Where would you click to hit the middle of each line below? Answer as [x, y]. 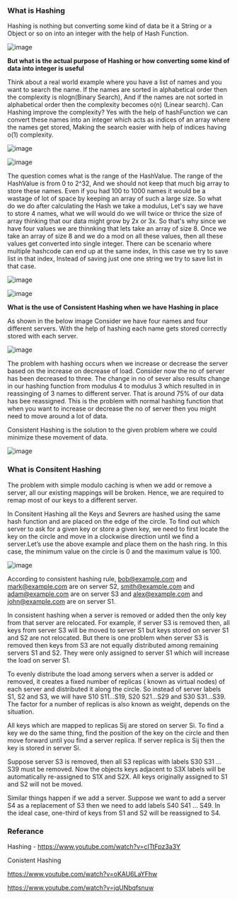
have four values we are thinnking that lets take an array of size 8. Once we [117, 229]
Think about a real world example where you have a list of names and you [115, 82]
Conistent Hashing [34, 860]
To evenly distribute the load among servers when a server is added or [110, 674]
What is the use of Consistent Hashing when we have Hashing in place [113, 307]
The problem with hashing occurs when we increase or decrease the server [118, 364]
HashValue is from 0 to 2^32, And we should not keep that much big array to [118, 183]
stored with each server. [43, 336]
